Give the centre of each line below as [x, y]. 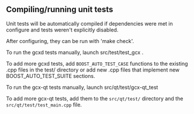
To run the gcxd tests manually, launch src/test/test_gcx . [75, 52]
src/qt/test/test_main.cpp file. [44, 105]
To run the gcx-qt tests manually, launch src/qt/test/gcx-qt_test [82, 87]
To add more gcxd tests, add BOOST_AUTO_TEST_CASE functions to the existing [97, 63]
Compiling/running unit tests [60, 10]
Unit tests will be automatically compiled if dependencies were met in [90, 23]
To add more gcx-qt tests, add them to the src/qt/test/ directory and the [95, 98]
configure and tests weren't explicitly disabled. [62, 30]
